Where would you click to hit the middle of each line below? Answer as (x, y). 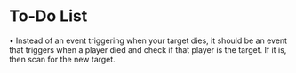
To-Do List (48, 16)
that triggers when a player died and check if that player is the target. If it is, (148, 49)
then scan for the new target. (62, 59)
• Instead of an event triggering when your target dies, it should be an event (148, 40)
